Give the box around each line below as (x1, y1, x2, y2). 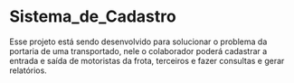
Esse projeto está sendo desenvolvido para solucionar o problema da (9, 36, 268, 47)
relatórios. (9, 65, 47, 76)
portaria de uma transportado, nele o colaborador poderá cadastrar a (9, 45, 268, 56)
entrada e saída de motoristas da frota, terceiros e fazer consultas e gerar (9, 55, 285, 66)
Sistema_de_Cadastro (9, 6, 176, 27)
